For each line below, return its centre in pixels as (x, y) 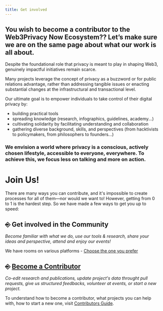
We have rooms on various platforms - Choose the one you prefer (72, 251)
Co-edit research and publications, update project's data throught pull (77, 278)
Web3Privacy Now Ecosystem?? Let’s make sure (81, 37)
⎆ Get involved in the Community (57, 224)
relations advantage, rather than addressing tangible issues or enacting (77, 84)
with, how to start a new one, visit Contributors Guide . (60, 303)
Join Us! (22, 180)
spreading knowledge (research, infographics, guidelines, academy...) (83, 119)
